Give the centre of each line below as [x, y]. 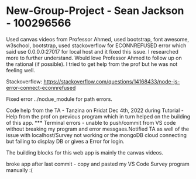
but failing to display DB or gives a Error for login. [65, 141]
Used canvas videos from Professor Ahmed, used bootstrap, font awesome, [97, 39]
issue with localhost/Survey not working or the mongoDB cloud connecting [97, 135]
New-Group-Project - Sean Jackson [95, 11]
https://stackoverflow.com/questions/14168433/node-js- [112, 81]
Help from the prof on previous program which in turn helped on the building [98, 116]
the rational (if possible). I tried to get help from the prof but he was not [92, 64]
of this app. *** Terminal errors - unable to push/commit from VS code [91, 122]
